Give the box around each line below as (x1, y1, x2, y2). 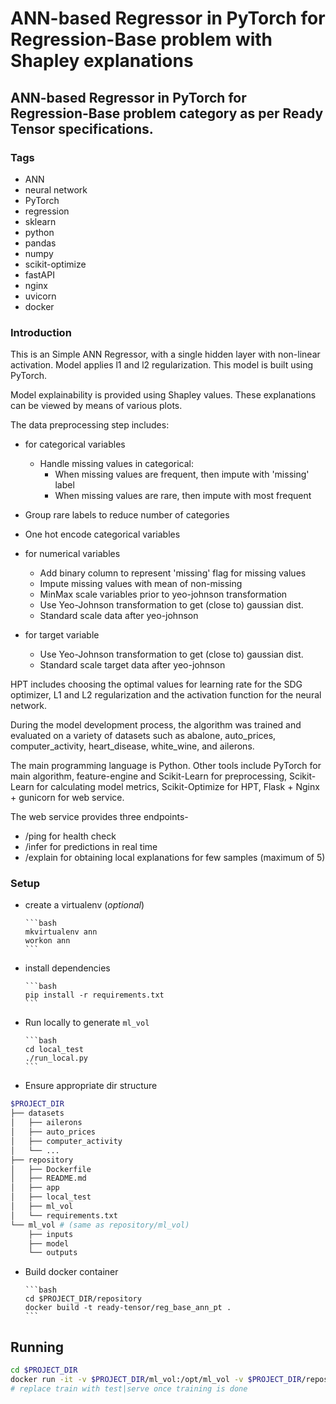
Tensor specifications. (10, 120, 154, 137)
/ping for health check (24, 830, 117, 842)
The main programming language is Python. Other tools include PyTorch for (10, 760, 322, 772)
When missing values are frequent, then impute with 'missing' (54, 468, 310, 481)
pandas (24, 237, 57, 249)
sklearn (24, 215, 57, 227)
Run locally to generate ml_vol (24, 1017, 150, 1029)
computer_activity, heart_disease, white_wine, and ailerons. (10, 740, 255, 752)
